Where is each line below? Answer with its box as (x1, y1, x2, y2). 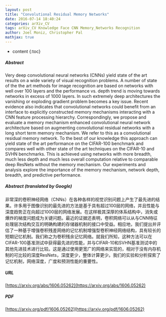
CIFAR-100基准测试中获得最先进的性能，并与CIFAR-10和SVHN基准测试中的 (5, 239, 157, 245)
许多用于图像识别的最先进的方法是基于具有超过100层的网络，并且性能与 (13, 202, 160, 208)
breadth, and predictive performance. (5, 172, 82, 178)
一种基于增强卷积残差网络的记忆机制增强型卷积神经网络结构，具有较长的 (13, 227, 161, 233)
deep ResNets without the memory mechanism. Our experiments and (5, 161, 146, 167)
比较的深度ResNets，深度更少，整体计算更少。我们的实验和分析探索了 (18, 252, 161, 258)
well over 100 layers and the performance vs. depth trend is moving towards (5, 88, 160, 94)
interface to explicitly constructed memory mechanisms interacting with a (5, 109, 155, 115)
